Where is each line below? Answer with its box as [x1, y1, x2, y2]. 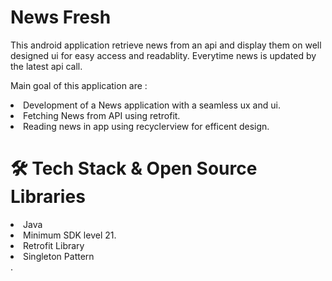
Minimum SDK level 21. [23, 229, 117, 241]
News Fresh [10, 6, 112, 29]
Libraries [10, 186, 86, 208]
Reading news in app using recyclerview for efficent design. [23, 120, 270, 132]
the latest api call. [10, 60, 83, 72]
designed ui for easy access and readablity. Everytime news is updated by [10, 49, 317, 61]
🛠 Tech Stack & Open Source [10, 157, 258, 180]
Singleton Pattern [23, 250, 95, 262]
